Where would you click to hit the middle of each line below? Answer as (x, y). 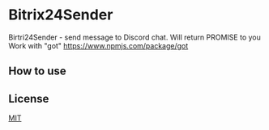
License (29, 99)
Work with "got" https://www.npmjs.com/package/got (98, 45)
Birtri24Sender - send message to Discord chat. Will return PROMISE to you (134, 37)
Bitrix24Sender (61, 15)
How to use (37, 71)
